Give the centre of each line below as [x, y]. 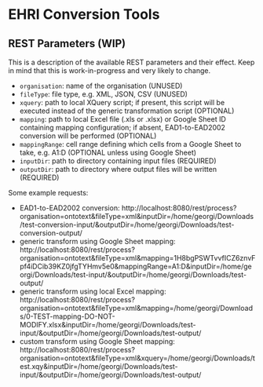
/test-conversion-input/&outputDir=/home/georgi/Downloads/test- [127, 225]
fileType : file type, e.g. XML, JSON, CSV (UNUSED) [104, 94]
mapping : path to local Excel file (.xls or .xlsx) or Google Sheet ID [122, 119]
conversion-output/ [51, 233]
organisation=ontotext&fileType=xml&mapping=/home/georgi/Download [136, 308]
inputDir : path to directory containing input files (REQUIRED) [118, 161]
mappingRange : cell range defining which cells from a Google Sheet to [130, 144]
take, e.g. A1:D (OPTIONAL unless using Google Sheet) [108, 152]
